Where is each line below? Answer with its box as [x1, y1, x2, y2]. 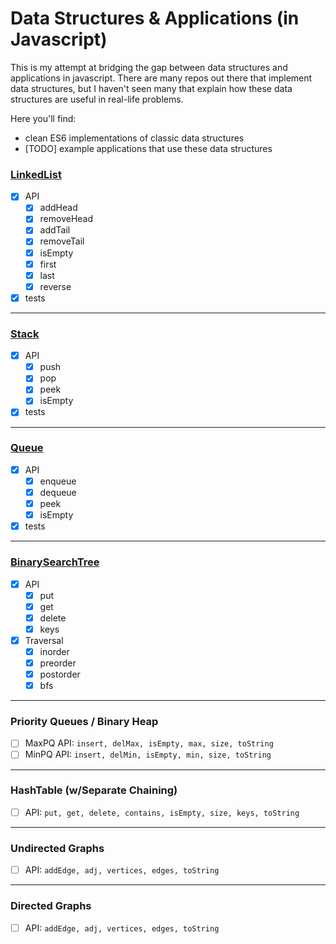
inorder [39, 645, 70, 657]
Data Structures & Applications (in [10, 7, 300, 30]
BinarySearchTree [10, 555, 100, 569]
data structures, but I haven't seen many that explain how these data [10, 82, 293, 94]
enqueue [39, 475, 77, 487]
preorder [39, 657, 77, 669]
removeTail [39, 235, 85, 247]
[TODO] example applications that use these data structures [24, 142, 273, 154]
